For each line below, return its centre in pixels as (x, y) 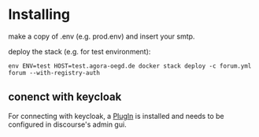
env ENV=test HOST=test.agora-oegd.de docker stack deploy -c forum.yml (130, 66)
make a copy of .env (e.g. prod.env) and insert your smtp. (102, 36)
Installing (39, 15)
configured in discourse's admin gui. (68, 124)
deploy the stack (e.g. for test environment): (80, 51)
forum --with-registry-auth (54, 72)
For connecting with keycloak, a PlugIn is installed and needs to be (116, 116)
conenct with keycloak (65, 97)
